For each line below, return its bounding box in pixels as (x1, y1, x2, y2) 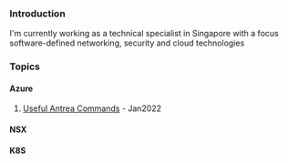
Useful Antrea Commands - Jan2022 (22, 103, 162, 114)
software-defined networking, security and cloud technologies (9, 37, 245, 48)
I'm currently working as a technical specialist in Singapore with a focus (9, 28, 280, 39)
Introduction (9, 7, 66, 20)
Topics (9, 60, 41, 73)
